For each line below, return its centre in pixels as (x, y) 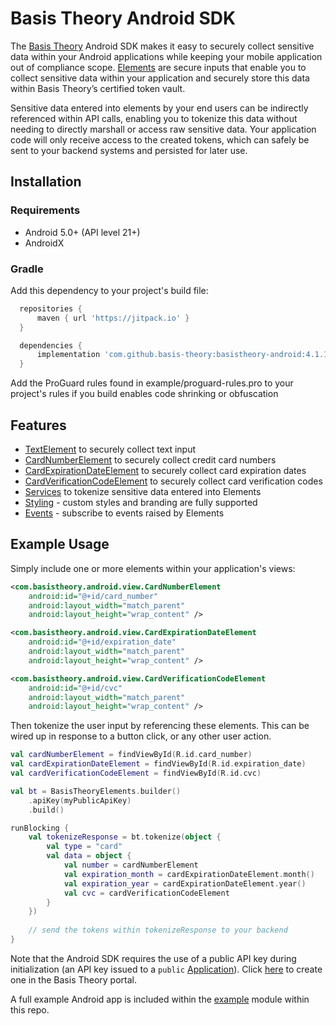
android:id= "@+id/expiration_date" (102, 642)
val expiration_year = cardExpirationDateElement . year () (185, 883)
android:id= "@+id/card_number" (93, 596)
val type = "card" (84, 847)
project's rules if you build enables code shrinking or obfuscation (144, 394)
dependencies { (51, 345)
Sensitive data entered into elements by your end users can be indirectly (159, 108)
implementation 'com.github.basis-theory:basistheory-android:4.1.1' (184, 355)
